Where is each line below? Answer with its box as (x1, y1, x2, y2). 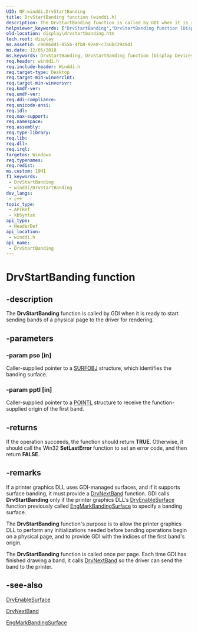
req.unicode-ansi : (6, 102, 51, 108)
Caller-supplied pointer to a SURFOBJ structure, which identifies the (6, 365, 172, 372)
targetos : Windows (6, 151, 51, 157)
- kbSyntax (8, 212, 35, 218)
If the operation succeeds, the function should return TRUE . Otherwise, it (6, 438, 184, 446)
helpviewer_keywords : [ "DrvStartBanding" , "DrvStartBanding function (6, 25, 178, 31)
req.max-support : (6, 113, 49, 119)
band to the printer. (6, 563, 53, 570)
